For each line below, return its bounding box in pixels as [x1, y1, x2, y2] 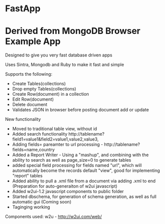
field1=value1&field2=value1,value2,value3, [12, 136, 99, 142]
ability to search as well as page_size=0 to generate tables [12, 157, 132, 163]
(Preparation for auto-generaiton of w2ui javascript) [12, 183, 118, 189]
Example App [5, 36, 61, 47]
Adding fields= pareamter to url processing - [12, 141, 103, 147]
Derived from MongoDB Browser [5, 26, 141, 37]
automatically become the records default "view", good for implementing [12, 168, 160, 173]
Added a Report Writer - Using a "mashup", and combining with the [12, 152, 149, 158]
